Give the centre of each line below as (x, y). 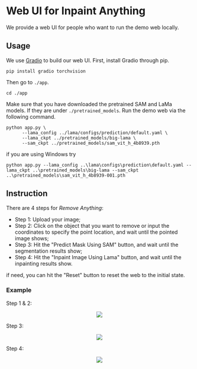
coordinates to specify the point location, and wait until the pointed (96, 232)
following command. (31, 116)
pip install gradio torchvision (46, 71)
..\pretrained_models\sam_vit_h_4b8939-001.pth (66, 175)
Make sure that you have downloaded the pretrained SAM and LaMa (89, 104)
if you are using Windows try (41, 154)
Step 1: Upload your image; (48, 219)
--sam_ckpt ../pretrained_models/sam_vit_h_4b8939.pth (91, 143)
